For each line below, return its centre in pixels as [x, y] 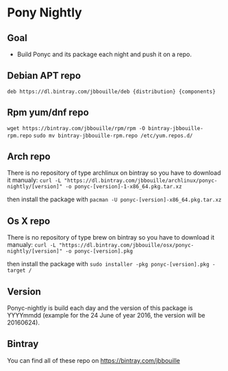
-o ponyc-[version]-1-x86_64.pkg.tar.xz [124, 187]
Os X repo [29, 221]
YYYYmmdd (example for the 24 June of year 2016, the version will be [106, 316]
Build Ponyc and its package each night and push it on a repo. [104, 54]
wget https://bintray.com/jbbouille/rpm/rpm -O [76, 128]
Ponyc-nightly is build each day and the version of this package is [100, 308]
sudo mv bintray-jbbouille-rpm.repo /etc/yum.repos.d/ [113, 136]
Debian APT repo [44, 76]
